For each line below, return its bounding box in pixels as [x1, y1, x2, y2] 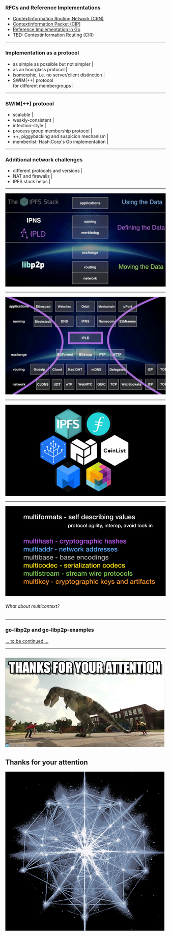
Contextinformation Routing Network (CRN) [12, 16, 104, 22]
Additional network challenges [5, 156, 83, 163]
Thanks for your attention [5, 758, 88, 767]
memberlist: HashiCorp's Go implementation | [12, 138, 108, 145]
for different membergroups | [12, 82, 74, 89]
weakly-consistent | [12, 117, 54, 123]
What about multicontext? [5, 603, 60, 609]
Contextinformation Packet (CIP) [12, 21, 81, 27]
